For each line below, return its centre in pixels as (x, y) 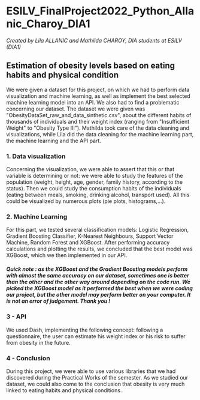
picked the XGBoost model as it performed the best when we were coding (100, 288)
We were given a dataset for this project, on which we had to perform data (98, 89)
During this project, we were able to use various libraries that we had (91, 371)
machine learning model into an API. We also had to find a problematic (93, 102)
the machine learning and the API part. (54, 141)
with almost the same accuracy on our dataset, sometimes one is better (98, 275)
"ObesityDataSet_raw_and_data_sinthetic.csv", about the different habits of (99, 115)
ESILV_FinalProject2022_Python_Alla (100, 11)
